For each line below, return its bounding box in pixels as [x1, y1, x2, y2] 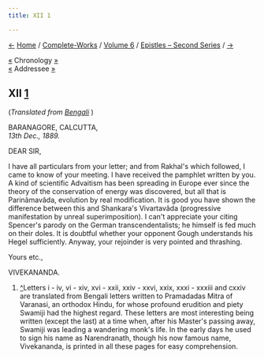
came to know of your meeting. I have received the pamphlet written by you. [8, 170, 256, 180]
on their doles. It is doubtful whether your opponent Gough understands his [8, 229, 254, 238]
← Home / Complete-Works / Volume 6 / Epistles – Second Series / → [8, 40, 234, 50]
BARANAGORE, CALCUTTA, [8, 123, 99, 133]
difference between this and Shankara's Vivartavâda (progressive [8, 204, 221, 213]
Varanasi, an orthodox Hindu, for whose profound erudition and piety [19, 300, 244, 309]
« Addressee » [8, 64, 56, 73]
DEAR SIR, [8, 147, 42, 156]
